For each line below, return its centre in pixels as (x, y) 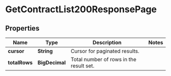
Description (107, 43)
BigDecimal (52, 62)
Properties (22, 28)
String (45, 51)
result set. (82, 66)
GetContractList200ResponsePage (81, 9)
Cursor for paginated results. (105, 51)
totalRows (20, 62)
